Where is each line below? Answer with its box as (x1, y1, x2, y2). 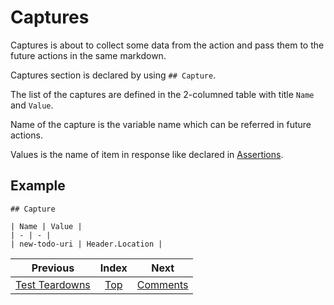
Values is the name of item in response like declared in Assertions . (10, 148, 284, 160)
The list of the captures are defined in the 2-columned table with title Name (10, 88, 315, 100)
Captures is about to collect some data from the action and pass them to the (10, 39, 325, 51)
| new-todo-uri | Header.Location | (10, 239, 163, 249)
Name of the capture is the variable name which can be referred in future (10, 118, 312, 130)
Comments (136, 277, 189, 291)
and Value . (10, 99, 54, 111)
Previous (31, 261, 75, 275)
